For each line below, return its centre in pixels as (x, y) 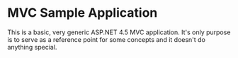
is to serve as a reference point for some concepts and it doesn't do (106, 39)
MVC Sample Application (83, 13)
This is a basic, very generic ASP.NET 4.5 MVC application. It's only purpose (119, 32)
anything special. (32, 47)
